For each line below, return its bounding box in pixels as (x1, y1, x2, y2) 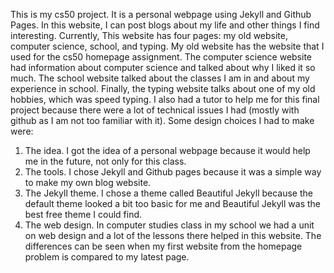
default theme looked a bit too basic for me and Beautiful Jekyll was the (24, 198, 321, 209)
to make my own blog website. (24, 177, 152, 188)
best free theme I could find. (24, 209, 143, 220)
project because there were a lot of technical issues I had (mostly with (10, 104, 300, 116)
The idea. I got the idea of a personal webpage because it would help (24, 145, 311, 156)
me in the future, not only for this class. (24, 155, 187, 167)
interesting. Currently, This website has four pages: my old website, (10, 30, 288, 41)
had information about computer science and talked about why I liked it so (10, 62, 316, 73)
